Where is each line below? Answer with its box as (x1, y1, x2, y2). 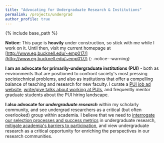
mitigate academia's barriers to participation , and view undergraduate (5, 123, 149, 129)
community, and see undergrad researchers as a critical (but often (5, 107, 142, 113)
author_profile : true (5, 16, 50, 21)
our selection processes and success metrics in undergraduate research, (5, 118, 156, 124)
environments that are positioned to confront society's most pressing (5, 71, 147, 77)
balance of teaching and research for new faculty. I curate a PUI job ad (5, 81, 151, 87)
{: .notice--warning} (88, 56, 130, 62)
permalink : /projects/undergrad (5, 12, 72, 17)
